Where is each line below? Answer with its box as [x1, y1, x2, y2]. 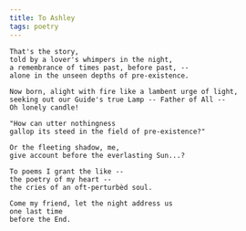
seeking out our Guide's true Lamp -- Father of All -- [9, 95, 226, 104]
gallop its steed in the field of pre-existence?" [9, 127, 206, 136]
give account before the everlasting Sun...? [9, 151, 185, 160]
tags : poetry [9, 22, 59, 31]
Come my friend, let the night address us [9, 198, 173, 208]
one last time [9, 206, 64, 215]
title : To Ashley [9, 13, 76, 23]
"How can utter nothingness [9, 119, 117, 128]
